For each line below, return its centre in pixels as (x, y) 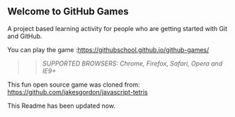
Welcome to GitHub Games (68, 12)
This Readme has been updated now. (61, 106)
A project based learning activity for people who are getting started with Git (117, 28)
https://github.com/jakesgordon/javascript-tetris (78, 92)
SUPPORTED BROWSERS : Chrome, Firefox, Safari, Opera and (132, 63)
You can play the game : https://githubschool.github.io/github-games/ (108, 49)
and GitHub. (25, 36)
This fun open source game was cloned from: (74, 85)
